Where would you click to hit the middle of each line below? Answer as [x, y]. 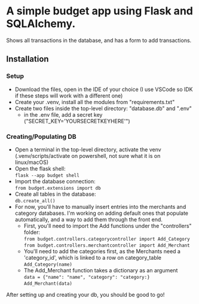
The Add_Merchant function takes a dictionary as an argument [101, 270]
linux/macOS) [32, 162]
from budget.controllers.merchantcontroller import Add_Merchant [107, 245]
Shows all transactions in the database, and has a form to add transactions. [99, 40]
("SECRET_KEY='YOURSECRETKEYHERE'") [77, 121]
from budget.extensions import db [58, 188]
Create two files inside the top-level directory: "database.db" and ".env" [103, 108]
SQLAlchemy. [41, 24]
